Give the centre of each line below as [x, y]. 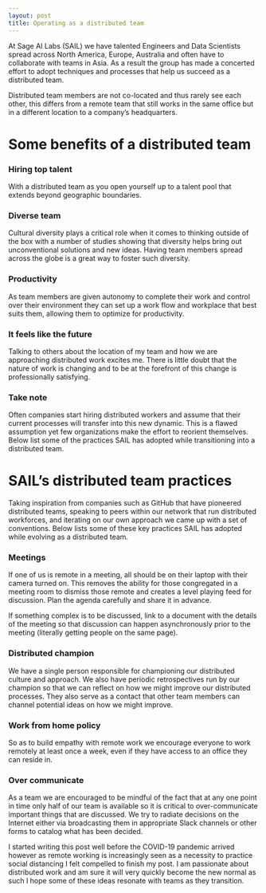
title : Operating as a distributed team [76, 23]
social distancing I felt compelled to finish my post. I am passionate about [129, 864]
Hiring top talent [41, 169]
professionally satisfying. [49, 376]
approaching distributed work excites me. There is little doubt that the [123, 360]
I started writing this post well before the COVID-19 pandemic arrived [121, 847]
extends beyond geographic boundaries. [75, 195]
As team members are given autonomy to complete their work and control [129, 297]
